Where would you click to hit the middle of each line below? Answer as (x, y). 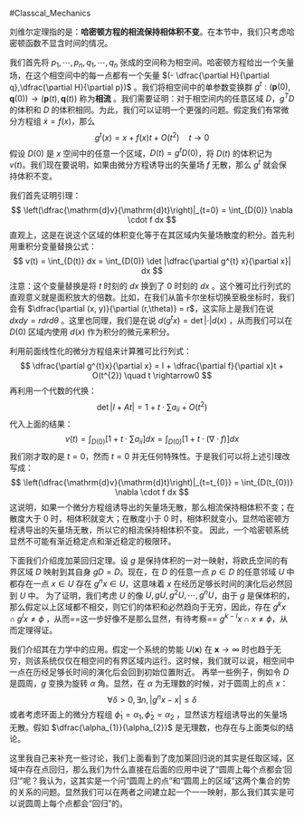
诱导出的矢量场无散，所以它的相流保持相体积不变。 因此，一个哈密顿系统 (153, 530)
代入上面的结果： (41, 424)
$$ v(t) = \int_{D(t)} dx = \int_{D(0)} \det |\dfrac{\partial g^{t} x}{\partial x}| (152, 261)
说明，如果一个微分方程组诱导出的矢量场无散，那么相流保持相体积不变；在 (156, 507)
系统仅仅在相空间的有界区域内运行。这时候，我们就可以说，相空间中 (167, 660)
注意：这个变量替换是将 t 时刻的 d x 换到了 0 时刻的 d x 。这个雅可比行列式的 (150, 286)
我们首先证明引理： (45, 196)
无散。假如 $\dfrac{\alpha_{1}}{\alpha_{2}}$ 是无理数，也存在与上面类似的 (148, 727)
